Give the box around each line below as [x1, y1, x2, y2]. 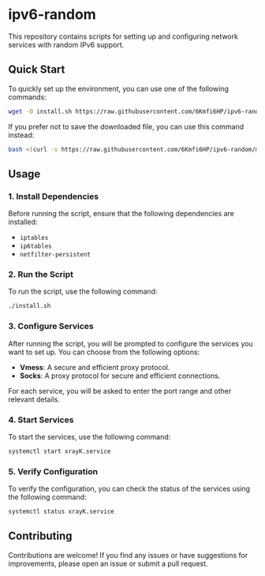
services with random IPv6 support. [8, 39, 125, 49]
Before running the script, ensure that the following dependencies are [8, 209, 235, 219]
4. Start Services [8, 414, 74, 425]
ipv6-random [8, 6, 96, 24]
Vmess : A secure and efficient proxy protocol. [19, 362, 170, 372]
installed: [8, 217, 38, 226]
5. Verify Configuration [8, 466, 99, 477]
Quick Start [8, 63, 65, 77]
